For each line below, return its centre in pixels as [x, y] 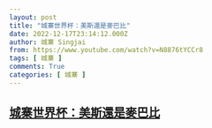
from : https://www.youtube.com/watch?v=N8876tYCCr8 [106, 50]
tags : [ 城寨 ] [36, 58]
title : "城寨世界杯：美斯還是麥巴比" [70, 26]
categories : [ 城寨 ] [48, 75]
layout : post [33, 17]
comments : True [37, 67]
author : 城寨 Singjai [48, 42]
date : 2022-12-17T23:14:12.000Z [68, 34]
